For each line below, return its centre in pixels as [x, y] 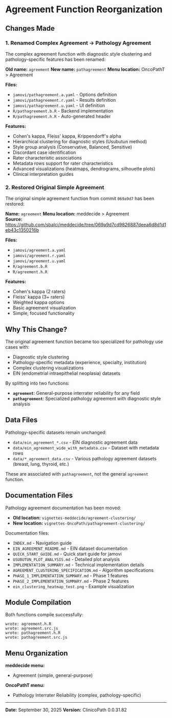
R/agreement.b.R [30, 267]
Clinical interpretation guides [43, 174]
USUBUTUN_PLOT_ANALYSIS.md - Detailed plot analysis [66, 559]
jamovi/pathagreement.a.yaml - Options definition [65, 94]
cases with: [17, 347]
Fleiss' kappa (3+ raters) [39, 297]
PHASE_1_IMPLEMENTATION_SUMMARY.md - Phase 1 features [70, 575]
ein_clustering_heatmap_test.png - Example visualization [73, 586]
